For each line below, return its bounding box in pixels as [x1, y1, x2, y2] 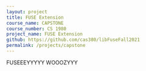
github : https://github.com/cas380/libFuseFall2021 [6, 37, 140, 43]
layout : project [6, 8, 47, 15]
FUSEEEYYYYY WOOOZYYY [6, 58, 78, 66]
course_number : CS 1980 [6, 25, 67, 32]
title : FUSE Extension [6, 14, 64, 20]
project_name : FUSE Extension [6, 31, 83, 37]
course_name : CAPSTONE [6, 20, 64, 26]
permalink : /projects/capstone [6, 43, 86, 49]
